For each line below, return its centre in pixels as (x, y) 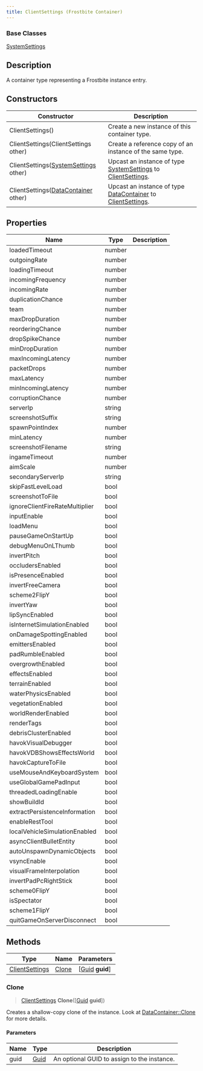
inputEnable (26, 516)
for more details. (27, 1019)
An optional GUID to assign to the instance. (114, 1059)
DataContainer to (132, 193)
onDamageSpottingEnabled (48, 634)
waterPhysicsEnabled (40, 694)
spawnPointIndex (34, 428)
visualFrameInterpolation (44, 871)
